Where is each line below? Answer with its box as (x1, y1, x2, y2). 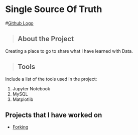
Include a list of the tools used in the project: (5, 76, 97, 82)
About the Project (17, 35, 74, 43)
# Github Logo (5, 20, 34, 26)
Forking (12, 124, 29, 130)
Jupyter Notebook (12, 85, 50, 91)
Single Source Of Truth (5, 4, 102, 15)
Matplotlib (12, 96, 34, 102)
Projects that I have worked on (5, 110, 102, 119)
